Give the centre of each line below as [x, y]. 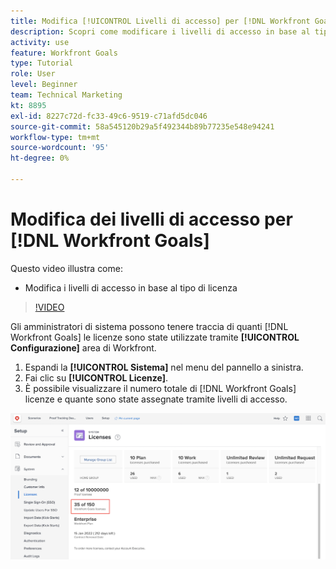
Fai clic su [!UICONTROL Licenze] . [96, 377]
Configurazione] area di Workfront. [83, 347]
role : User [33, 74]
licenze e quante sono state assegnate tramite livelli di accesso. [156, 399]
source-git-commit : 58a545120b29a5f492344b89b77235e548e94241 [142, 126]
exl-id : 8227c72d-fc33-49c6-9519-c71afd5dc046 [109, 116]
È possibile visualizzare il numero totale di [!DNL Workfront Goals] [160, 388]
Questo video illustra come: [66, 268]
